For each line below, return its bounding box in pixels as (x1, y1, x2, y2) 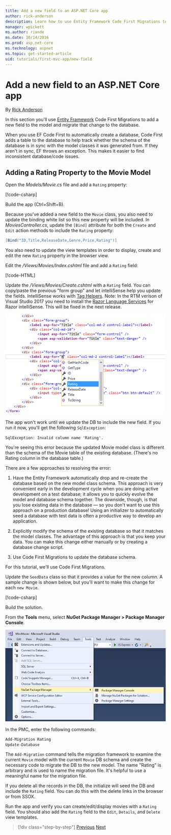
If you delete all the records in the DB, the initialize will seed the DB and (5, 783, 155, 789)
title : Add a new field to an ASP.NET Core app (5, 8, 108, 13)
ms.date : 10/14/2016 (5, 35, 49, 40)
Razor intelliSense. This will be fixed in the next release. (5, 304, 122, 310)
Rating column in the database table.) (5, 455, 84, 461)
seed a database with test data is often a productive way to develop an (12, 512, 161, 519)
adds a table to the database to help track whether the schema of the (5, 137, 151, 143)
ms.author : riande (5, 30, 44, 35)
